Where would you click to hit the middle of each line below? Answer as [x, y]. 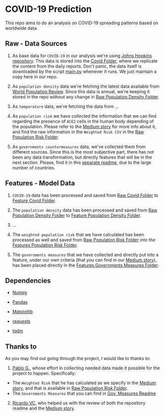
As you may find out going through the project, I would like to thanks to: [78, 359]
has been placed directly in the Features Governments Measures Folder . [85, 265]
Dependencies [28, 281]
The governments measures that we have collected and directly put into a [85, 255]
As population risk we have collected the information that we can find [84, 116]
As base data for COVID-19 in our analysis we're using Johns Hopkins [82, 55]
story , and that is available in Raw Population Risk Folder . [70, 388]
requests [21, 321]
